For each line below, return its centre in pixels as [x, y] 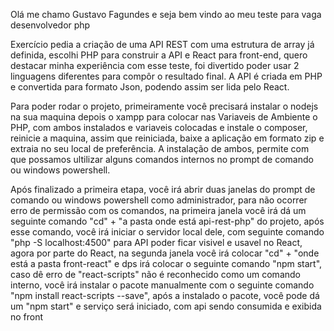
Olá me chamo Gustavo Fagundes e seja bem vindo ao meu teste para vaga [166, 14]
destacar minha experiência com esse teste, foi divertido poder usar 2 [155, 65]
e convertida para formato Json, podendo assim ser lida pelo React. [150, 87]
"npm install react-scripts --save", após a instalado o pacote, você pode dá [165, 295]
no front [27, 317]
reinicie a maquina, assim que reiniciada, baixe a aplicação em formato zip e [167, 138]
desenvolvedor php [50, 25]
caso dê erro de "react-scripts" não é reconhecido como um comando [155, 274]
